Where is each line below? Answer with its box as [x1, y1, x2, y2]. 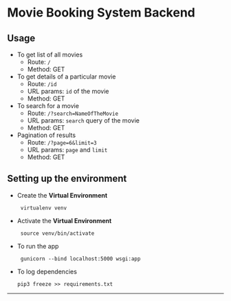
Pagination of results [16, 131, 76, 139]
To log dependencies [16, 267, 78, 276]
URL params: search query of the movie [27, 116, 140, 125]
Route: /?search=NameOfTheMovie [27, 109, 119, 117]
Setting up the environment [7, 173, 127, 185]
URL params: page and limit [27, 146, 108, 154]
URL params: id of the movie [27, 87, 109, 95]
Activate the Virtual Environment [16, 216, 112, 225]
